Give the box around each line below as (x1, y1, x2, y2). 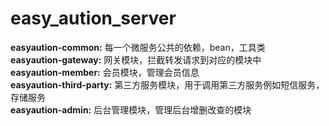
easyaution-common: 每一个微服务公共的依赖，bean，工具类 (10, 41, 266, 53)
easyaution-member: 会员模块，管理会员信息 (10, 66, 200, 78)
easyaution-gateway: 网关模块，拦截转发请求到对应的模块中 (10, 53, 262, 66)
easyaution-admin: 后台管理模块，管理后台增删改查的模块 (10, 103, 252, 116)
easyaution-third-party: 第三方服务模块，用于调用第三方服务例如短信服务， (10, 78, 325, 91)
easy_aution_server (10, 7, 177, 30)
